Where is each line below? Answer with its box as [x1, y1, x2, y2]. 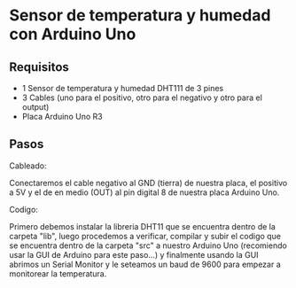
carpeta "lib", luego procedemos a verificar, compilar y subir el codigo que [9, 230, 282, 241]
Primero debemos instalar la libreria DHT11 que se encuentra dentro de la [9, 221, 277, 231]
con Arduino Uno [9, 24, 136, 44]
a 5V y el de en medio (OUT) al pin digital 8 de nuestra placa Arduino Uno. [9, 187, 280, 198]
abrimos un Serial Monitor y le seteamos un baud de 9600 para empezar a [9, 259, 281, 269]
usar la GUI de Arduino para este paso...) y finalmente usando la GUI [9, 249, 259, 260]
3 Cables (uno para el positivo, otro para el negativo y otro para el [21, 92, 263, 103]
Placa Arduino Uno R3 [21, 112, 104, 121]
